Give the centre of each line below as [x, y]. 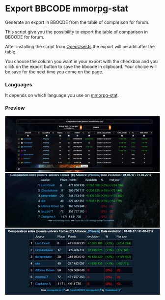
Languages [19, 84]
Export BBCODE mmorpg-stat [67, 9]
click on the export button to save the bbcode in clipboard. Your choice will [81, 67]
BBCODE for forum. [25, 37]
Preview [15, 108]
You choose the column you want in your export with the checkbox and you [82, 61]
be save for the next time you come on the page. [54, 71]
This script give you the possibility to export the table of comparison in [77, 32]
